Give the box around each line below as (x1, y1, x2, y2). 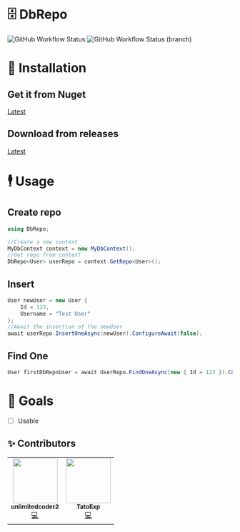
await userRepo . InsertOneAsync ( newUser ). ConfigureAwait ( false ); (7, 330, 203, 337)
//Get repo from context (7, 251, 81, 259)
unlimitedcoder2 (11, 502, 59, 511)
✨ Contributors (7, 438, 76, 450)
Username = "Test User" (20, 310, 91, 317)
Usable (17, 416, 39, 425)
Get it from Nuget (7, 88, 86, 101)
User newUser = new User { (7, 296, 88, 304)
